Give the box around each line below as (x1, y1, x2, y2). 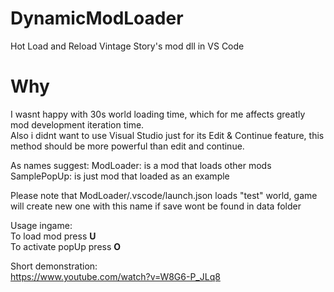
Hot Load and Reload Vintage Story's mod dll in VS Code (10, 40, 245, 52)
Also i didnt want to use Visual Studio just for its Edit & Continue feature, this (10, 129, 325, 141)
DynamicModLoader (10, 7, 184, 30)
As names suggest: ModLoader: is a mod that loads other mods (10, 159, 272, 171)
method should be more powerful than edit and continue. (10, 140, 245, 152)
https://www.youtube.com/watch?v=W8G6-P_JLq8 (10, 270, 221, 282)
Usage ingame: (10, 219, 73, 231)
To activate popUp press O (10, 240, 122, 252)
